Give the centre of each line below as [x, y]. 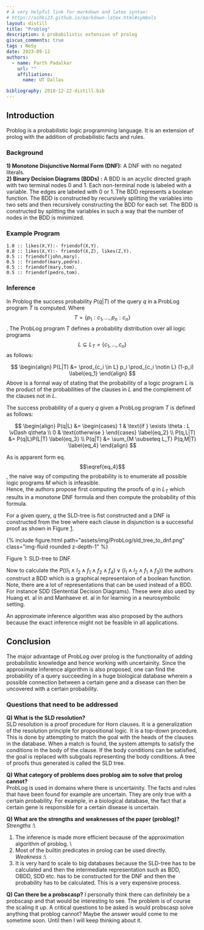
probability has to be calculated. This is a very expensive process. [98, 882]
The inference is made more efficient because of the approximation [100, 837]
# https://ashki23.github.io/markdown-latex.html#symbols [81, 18]
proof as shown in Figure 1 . [40, 528]
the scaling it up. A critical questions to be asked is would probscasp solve [100, 907]
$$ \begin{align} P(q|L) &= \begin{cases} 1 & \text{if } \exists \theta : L [102, 426]
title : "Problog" [28, 29]
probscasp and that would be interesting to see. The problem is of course [98, 901]
